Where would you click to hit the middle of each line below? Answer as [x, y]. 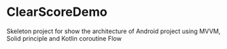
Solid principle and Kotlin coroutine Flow [64, 38]
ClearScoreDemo [57, 12]
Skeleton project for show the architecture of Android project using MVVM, [114, 31]
